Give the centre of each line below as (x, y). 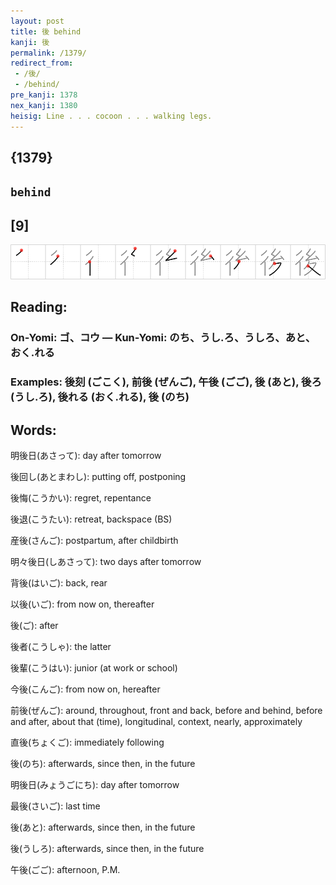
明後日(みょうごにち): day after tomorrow (95, 785)
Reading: (39, 307)
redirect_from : (42, 63)
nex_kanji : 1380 (44, 105)
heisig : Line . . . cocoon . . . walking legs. (111, 116)
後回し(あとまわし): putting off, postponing (98, 477)
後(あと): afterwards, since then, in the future (103, 827)
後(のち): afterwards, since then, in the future (103, 764)
